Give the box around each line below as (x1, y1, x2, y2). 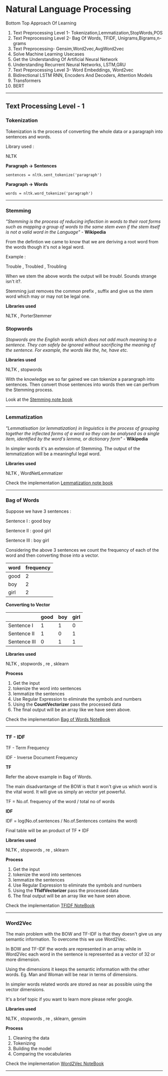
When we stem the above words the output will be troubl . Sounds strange (5, 273, 157, 279)
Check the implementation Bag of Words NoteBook (5, 716, 111, 722)
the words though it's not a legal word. (5, 244, 85, 250)
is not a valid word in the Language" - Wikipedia (5, 229, 106, 235)
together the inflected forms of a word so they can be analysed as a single (5, 430, 160, 436)
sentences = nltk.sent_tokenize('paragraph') (5, 172, 102, 177)
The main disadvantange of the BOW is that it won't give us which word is (5, 784, 158, 790)
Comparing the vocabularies (12, 1051, 72, 1057)
